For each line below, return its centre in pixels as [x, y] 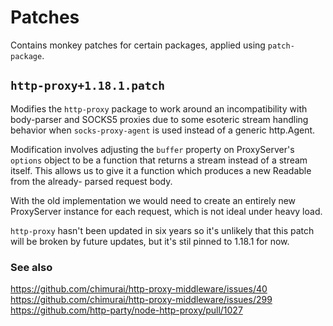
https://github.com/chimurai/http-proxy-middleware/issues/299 [141, 300]
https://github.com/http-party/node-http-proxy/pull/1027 [126, 310]
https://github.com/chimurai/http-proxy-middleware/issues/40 [139, 289]
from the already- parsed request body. [91, 181]
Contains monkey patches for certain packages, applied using [138, 45]
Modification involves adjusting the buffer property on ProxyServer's [152, 149]
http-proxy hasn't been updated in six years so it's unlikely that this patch [162, 230]
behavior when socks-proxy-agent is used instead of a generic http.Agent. [163, 130]
